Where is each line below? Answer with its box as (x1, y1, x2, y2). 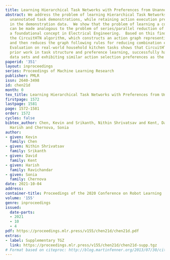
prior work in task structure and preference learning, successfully (10, 50, 159, 55)
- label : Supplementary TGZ (5, 238, 65, 243)
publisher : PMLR (5, 73, 39, 78)
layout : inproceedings (5, 64, 53, 69)
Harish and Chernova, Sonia (10, 125, 69, 130)
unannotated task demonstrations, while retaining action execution (10, 17, 157, 22)
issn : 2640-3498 (5, 78, 39, 83)
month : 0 (5, 87, 24, 93)
